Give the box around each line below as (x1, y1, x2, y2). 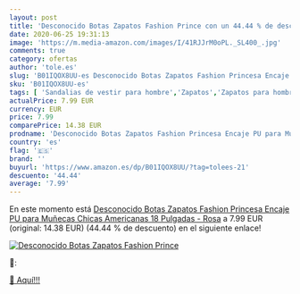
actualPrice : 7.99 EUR (9, 96, 94, 105)
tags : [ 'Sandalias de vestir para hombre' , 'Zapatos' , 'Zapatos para (9, 88, 270, 97)
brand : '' (9, 154, 46, 164)
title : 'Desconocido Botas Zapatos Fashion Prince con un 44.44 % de (9, 21, 274, 30)
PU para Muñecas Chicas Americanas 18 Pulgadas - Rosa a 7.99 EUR (9, 214, 263, 224)
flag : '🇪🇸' (9, 146, 54, 155)
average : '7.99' (9, 180, 70, 189)
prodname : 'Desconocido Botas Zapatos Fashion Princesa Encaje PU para (9, 130, 281, 139)
